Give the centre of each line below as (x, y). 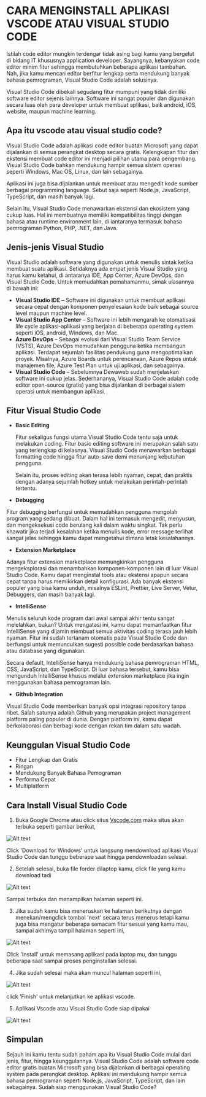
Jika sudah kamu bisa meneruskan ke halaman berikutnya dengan (99, 911)
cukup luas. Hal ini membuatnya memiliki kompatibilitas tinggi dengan (94, 215)
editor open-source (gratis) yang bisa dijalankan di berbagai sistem (100, 385)
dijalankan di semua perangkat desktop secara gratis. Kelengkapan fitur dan (102, 152)
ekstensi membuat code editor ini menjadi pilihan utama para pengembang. (101, 158)
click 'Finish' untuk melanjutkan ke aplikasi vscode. (71, 996)
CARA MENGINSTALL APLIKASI (88, 11)
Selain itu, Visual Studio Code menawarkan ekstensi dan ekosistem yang (98, 208)
